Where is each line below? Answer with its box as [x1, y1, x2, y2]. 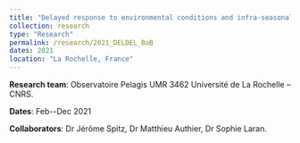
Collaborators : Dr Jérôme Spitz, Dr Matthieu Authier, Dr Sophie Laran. [9, 123, 268, 134]
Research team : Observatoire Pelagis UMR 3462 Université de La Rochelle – [9, 80, 291, 89]
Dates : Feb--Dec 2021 [9, 106, 92, 116]
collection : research [9, 21, 90, 30]
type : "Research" [9, 29, 74, 38]
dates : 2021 [9, 46, 54, 55]
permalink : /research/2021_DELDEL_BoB [9, 38, 154, 47]
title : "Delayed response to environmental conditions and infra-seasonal [9, 13, 294, 22]
